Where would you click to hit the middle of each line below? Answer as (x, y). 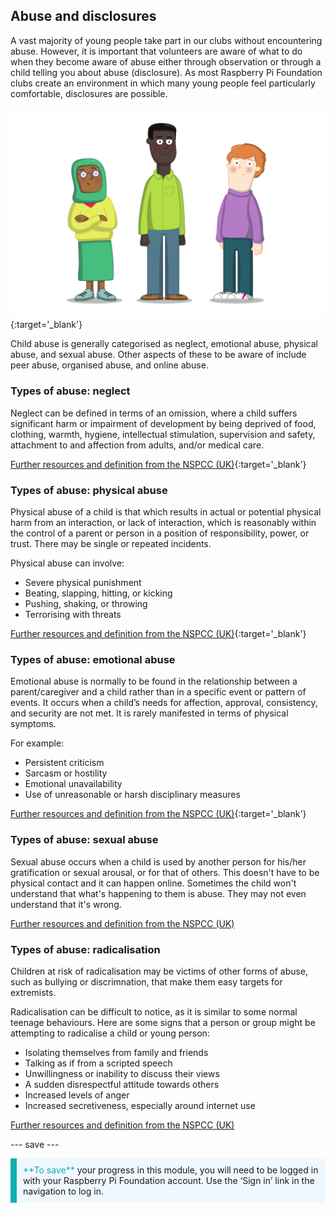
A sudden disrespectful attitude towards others (122, 1084)
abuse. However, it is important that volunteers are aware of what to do (156, 51)
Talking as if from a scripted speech (98, 1063)
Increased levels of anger (77, 1095)
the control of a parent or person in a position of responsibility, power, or (160, 533)
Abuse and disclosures (83, 16)
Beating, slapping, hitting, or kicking (98, 593)
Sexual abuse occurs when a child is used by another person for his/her (158, 861)
